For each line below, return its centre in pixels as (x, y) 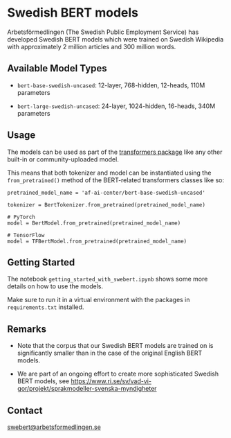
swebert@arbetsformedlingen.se (54, 427)
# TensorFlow (26, 235)
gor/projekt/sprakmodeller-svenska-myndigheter (87, 389)
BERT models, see (43, 381)
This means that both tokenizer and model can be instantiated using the (109, 173)
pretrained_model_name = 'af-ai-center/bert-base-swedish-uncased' (107, 193)
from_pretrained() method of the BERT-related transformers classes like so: (116, 180)
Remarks (27, 329)
